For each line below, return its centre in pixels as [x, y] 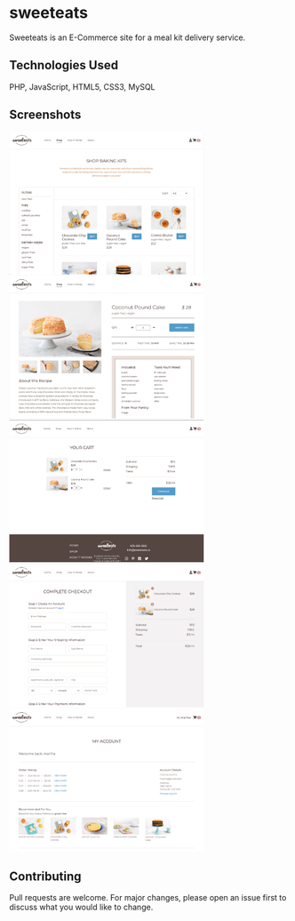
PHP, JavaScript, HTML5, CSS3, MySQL [82, 86]
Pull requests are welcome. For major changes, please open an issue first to [148, 898]
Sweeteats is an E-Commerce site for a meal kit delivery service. [128, 37]
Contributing [45, 876]
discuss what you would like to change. [81, 907]
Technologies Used [64, 65]
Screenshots [45, 115]
